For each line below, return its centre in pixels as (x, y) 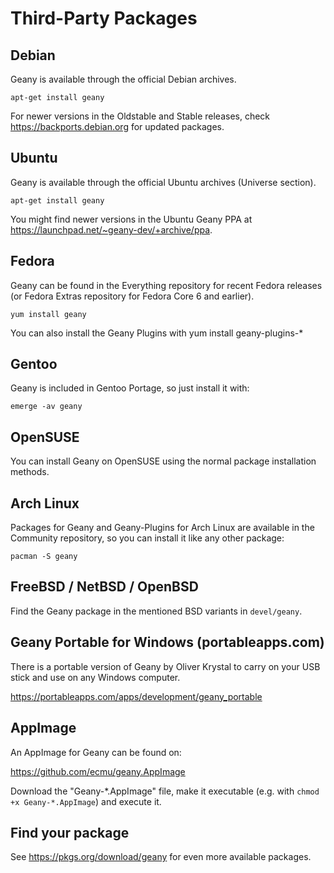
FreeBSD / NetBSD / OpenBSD (104, 587)
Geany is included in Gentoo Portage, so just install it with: (130, 388)
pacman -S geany (44, 557)
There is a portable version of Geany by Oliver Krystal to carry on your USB (165, 666)
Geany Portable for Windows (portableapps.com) (167, 642)
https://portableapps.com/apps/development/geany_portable (136, 696)
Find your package (70, 832)
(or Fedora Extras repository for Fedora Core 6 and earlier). (132, 296)
